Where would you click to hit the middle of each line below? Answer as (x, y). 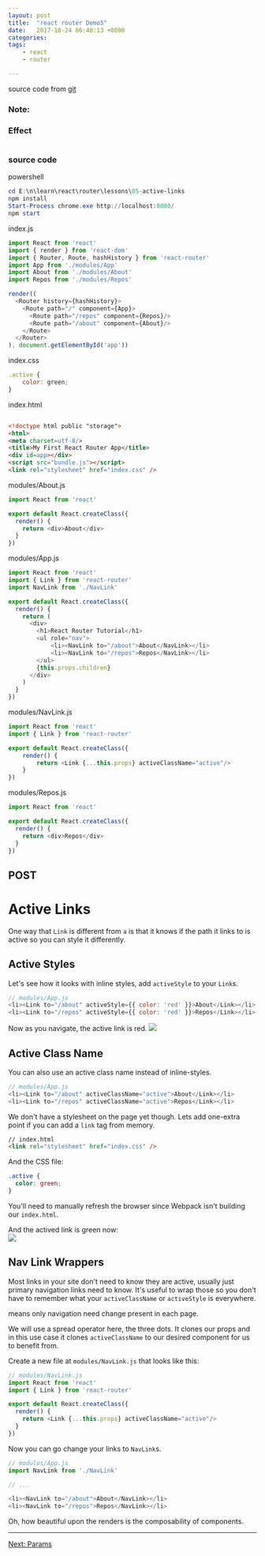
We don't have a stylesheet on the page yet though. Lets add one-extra (124, 1116)
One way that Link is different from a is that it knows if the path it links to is (129, 931)
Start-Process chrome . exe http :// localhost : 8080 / (91, 206)
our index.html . (34, 1214)
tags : (17, 45)
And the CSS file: (36, 1162)
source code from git (42, 88)
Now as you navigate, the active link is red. (78, 1029)
